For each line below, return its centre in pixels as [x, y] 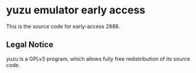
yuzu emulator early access [76, 10]
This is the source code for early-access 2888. [63, 26]
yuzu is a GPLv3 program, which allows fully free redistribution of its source [98, 58]
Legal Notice [30, 45]
